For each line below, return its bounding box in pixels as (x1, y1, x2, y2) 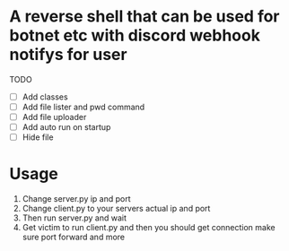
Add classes (22, 91, 69, 102)
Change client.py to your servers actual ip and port (22, 203, 211, 214)
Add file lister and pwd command (22, 101, 145, 112)
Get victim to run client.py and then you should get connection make (22, 222, 276, 233)
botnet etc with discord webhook (9, 25, 260, 46)
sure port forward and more (22, 231, 126, 243)
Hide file (22, 132, 54, 143)
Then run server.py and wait (22, 212, 127, 223)
